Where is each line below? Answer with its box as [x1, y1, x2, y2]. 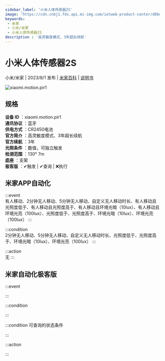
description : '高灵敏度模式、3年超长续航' [5, 35, 87, 40]
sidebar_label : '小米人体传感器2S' [5, 7, 73, 12]
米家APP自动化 [5, 179, 51, 188]
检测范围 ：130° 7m [5, 151, 45, 157]
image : [5, 12, 19, 17]
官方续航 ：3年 [5, 138, 35, 144]
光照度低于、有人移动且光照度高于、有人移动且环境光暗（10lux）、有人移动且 [5, 204, 160, 210]
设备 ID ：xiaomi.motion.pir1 [5, 114, 61, 120]
